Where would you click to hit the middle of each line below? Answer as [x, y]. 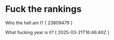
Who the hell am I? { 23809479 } [39, 23]
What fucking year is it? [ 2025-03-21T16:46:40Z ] [57, 32]
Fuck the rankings [43, 9]
